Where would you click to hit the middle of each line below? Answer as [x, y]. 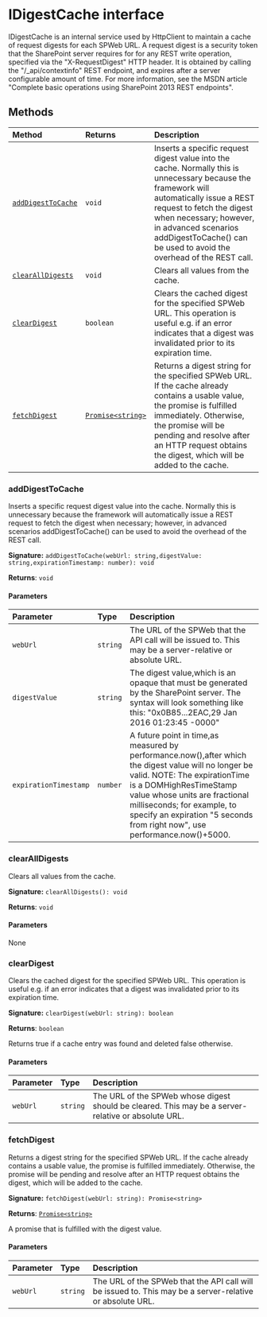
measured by [154, 746]
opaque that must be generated [189, 683]
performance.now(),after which [188, 755]
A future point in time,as [174, 735]
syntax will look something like [187, 703]
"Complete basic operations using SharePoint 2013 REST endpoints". [121, 87]
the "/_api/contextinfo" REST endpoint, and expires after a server [114, 70]
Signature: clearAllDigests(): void [68, 891]
